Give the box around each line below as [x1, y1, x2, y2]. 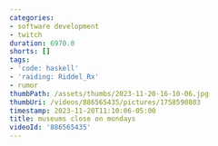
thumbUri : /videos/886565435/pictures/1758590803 [9, 97, 202, 107]
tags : [9, 55, 30, 64]
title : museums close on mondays [9, 114, 136, 123]
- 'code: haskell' [9, 64, 79, 73]
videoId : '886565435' [9, 123, 92, 132]
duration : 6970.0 [9, 38, 75, 48]
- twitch [9, 30, 43, 39]
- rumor [9, 81, 39, 90]
